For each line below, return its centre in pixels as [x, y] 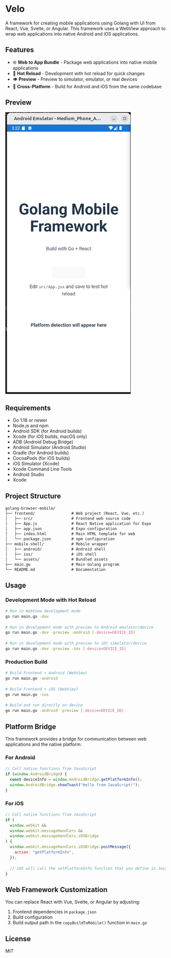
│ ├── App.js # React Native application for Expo [78, 524]
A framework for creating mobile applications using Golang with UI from [81, 23]
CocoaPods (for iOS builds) [41, 458]
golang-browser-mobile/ [31, 508]
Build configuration [33, 917]
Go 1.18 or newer [30, 420]
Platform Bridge [31, 727]
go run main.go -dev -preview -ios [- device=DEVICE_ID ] [66, 649]
